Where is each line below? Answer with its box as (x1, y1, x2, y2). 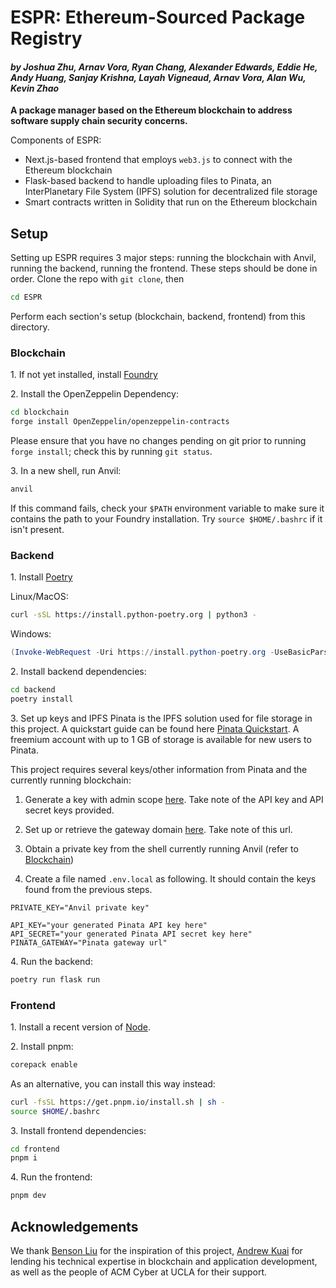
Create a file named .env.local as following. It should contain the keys (24, 872, 317, 885)
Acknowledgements (10, 1218, 139, 1235)
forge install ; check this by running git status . (10, 446, 213, 458)
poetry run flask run (10, 974, 101, 985)
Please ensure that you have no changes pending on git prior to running (10, 435, 307, 447)
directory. (10, 321, 50, 333)
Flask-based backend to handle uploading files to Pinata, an (24, 175, 272, 187)
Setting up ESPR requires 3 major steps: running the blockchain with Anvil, (10, 252, 317, 264)
